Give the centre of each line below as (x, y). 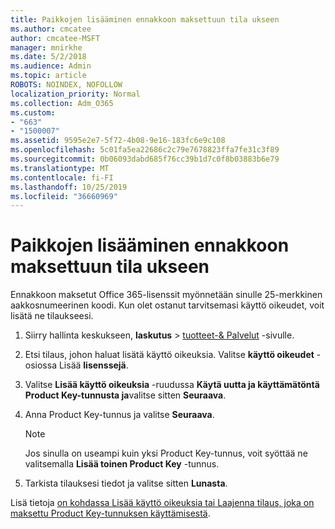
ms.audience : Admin (51, 66)
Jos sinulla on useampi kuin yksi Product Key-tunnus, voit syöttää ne (166, 453)
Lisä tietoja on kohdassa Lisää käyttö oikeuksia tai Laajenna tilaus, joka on (162, 503)
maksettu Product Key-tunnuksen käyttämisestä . (110, 513)
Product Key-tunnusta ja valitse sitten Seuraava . (125, 395)
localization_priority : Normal (75, 94)
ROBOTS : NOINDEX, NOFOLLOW (66, 85)
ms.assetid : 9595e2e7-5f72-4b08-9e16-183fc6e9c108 (118, 141)
